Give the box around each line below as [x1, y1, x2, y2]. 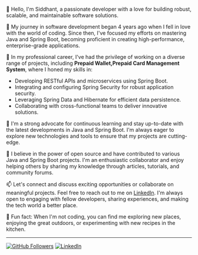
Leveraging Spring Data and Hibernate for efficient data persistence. [14, 96, 181, 103]
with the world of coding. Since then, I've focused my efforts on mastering [6, 29, 187, 37]
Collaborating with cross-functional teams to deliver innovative [14, 102, 167, 109]
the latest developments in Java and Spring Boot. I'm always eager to [6, 127, 174, 133]
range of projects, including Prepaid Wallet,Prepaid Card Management [6, 59, 180, 67]
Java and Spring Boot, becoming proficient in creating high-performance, [6, 36, 185, 42]
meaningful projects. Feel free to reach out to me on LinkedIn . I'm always [6, 189, 183, 196]
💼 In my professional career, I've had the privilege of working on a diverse [6, 54, 186, 60]
